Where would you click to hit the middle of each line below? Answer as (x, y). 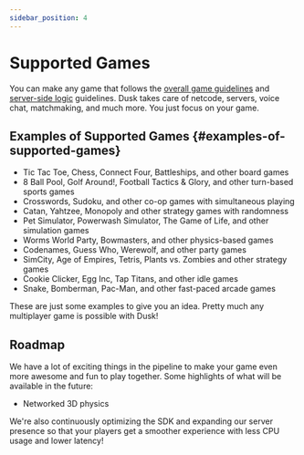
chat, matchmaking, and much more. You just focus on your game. (135, 108)
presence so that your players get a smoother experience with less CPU (145, 431)
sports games (48, 191)
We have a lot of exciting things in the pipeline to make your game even (144, 367)
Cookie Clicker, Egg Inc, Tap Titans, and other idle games (131, 279)
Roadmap (37, 344)
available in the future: (52, 386)
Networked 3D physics (66, 404)
